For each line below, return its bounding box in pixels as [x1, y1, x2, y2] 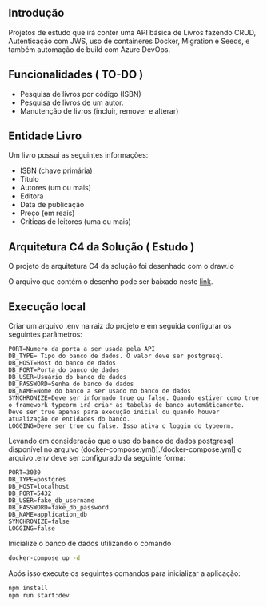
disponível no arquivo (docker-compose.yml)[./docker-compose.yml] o [8, 445, 242, 454]
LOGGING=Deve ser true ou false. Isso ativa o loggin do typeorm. [8, 422, 234, 430]
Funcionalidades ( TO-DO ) [8, 68, 144, 82]
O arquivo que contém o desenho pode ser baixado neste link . [8, 277, 213, 286]
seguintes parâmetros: [8, 329, 82, 339]
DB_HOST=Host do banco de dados [8, 359, 116, 367]
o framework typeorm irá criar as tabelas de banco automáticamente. [8, 401, 245, 409]
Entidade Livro [8, 130, 82, 143]
